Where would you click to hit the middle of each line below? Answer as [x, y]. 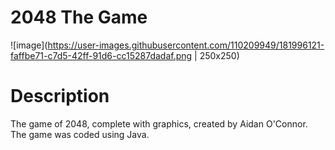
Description [60, 96]
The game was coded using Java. [80, 134]
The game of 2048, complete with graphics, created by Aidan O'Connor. [159, 123]
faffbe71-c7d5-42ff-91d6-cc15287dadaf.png [101, 55]
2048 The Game [79, 17]
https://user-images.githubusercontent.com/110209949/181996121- [186, 45]
